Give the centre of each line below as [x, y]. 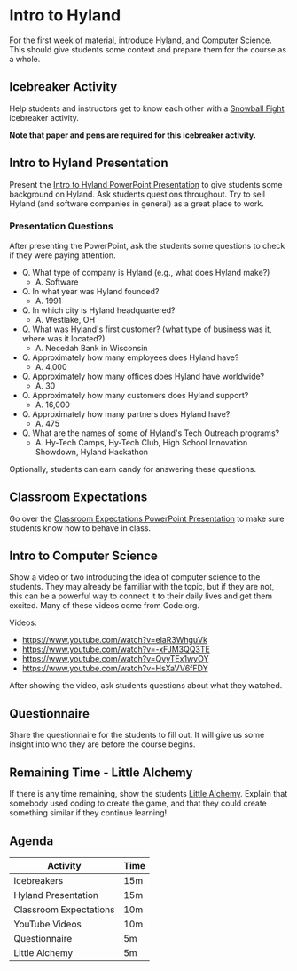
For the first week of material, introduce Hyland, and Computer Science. [141, 40]
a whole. [25, 59]
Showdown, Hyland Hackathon [92, 452]
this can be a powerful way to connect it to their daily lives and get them [141, 596]
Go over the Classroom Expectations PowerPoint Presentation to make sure [147, 518]
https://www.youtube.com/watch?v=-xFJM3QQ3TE [116, 649]
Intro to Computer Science [83, 556]
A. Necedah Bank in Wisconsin [91, 348]
